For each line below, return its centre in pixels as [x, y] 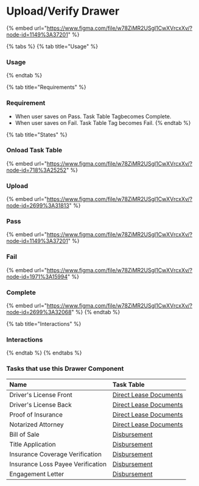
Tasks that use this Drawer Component [65, 368]
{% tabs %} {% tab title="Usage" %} [52, 46]
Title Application [33, 444]
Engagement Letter [37, 474]
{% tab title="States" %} [37, 135]
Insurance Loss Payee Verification [58, 464]
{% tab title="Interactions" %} [44, 324]
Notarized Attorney [37, 424]
